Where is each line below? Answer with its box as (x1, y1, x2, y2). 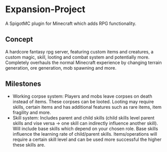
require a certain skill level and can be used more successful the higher (12, 136, 162, 142)
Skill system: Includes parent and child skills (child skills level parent (12, 114, 155, 120)
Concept (5, 35, 33, 44)
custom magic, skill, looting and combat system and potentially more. (5, 54, 150, 60)
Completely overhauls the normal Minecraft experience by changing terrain (5, 59, 162, 66)
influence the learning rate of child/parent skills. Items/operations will (12, 131, 157, 137)
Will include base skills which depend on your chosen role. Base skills (12, 126, 158, 132)
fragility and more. (12, 109, 52, 115)
